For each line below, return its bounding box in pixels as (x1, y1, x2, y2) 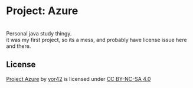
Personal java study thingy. (6, 30, 72, 37)
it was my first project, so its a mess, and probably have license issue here (6, 36, 187, 43)
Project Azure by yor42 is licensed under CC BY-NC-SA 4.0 (6, 75, 151, 82)
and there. (6, 43, 31, 50)
